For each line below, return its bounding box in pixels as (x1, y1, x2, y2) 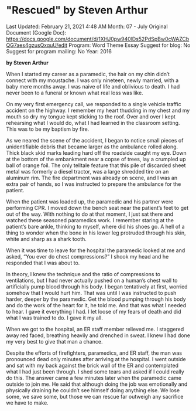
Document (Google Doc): (6, 29, 66, 36)
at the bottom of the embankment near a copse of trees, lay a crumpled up (6, 155, 186, 162)
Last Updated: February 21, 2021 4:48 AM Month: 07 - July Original (6, 23, 168, 30)
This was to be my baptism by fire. (6, 125, 90, 133)
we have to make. (6, 399, 49, 406)
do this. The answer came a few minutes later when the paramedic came (6, 374, 181, 381)
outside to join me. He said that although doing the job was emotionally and (6, 381, 188, 388)
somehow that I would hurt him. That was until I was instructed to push (6, 289, 177, 296)
